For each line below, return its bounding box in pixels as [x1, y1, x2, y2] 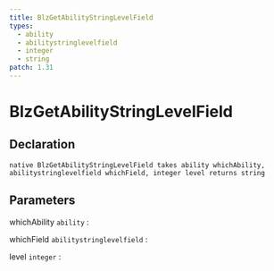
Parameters [9, 193, 76, 208]
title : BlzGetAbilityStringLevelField [9, 13, 154, 22]
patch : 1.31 [9, 64, 54, 72]
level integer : [9, 251, 62, 262]
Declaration [9, 137, 76, 152]
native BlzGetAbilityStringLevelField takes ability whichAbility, [9, 160, 266, 170]
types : [9, 21, 34, 30]
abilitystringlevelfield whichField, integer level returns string [9, 168, 266, 177]
